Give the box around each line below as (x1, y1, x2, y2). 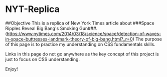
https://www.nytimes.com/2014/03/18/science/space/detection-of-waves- (7, 30, 161, 36)
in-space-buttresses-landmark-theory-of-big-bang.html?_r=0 (5, 36, 133, 42)
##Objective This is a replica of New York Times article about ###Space (5, 20, 154, 26)
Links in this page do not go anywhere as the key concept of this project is (5, 51, 159, 57)
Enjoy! (5, 66, 19, 72)
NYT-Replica (5, 3, 60, 15)
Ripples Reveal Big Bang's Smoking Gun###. (5, 25, 98, 31)
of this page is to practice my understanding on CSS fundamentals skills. (5, 41, 155, 47)
